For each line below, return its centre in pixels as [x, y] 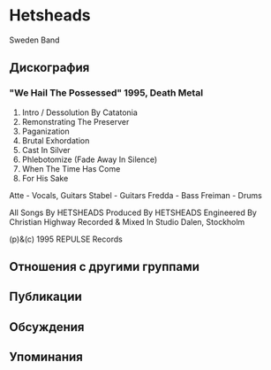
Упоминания [46, 357]
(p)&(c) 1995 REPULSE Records [66, 239]
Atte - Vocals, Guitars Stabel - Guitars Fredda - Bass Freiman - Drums [135, 195]
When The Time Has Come [71, 168]
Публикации [45, 297]
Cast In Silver [46, 150]
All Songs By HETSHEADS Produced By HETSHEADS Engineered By [133, 212]
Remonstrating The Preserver [75, 121]
